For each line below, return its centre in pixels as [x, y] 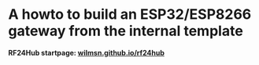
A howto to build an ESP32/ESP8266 [130, 14]
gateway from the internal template [126, 31]
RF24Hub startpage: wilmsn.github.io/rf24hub [87, 52]
